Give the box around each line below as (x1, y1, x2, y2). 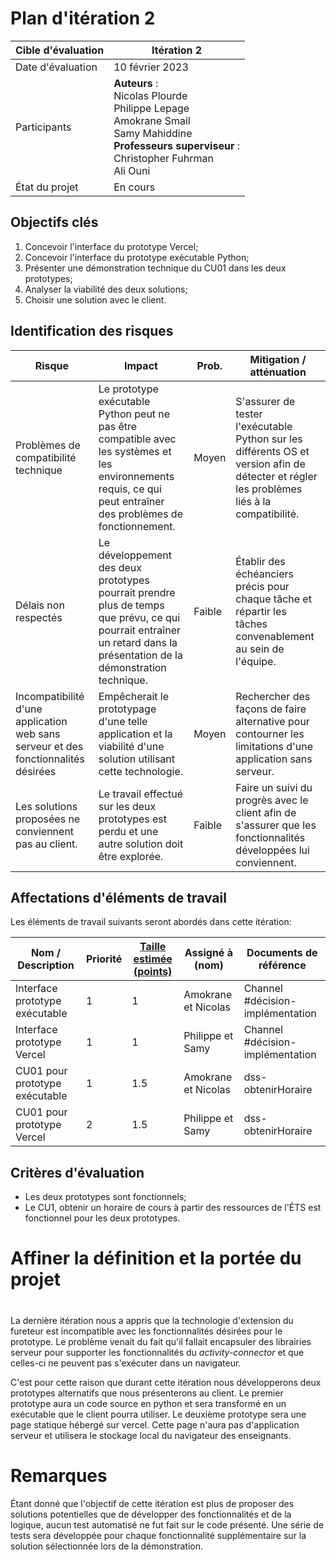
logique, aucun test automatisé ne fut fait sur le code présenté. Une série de (10, 1518, 325, 1531)
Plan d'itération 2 (10, 7, 156, 30)
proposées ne (15, 812, 81, 826)
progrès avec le (235, 793, 309, 807)
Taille (139, 940, 167, 954)
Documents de (246, 946, 318, 960)
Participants (15, 120, 72, 134)
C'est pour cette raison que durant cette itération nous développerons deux (10, 1376, 322, 1388)
